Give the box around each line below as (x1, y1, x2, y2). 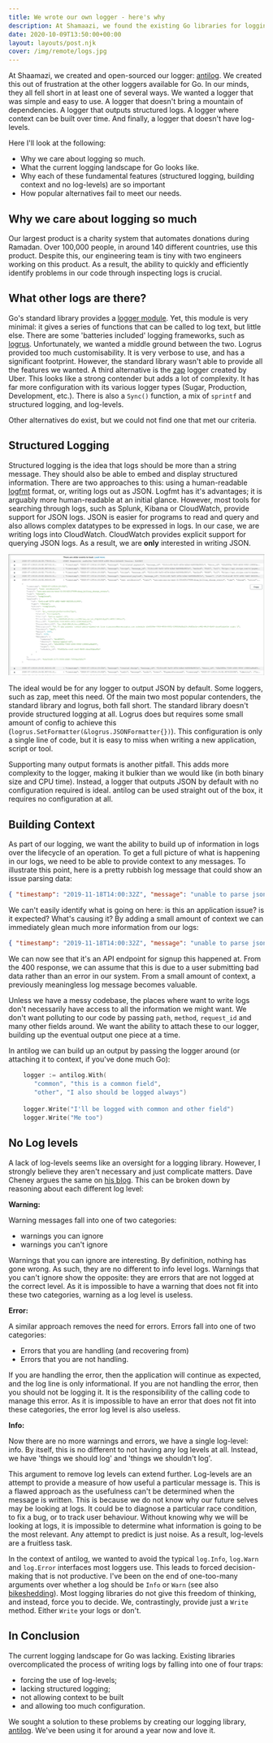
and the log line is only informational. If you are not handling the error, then (8, 1378, 258, 1388)
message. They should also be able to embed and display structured (8, 469, 238, 478)
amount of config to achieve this (8, 718, 117, 728)
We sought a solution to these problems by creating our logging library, (8, 1716, 246, 1726)
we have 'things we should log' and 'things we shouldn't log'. (8, 1453, 213, 1463)
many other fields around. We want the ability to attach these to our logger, (8, 1021, 260, 1031)
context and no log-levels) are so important (19, 179, 166, 190)
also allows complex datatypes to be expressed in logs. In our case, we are (8, 521, 260, 530)
